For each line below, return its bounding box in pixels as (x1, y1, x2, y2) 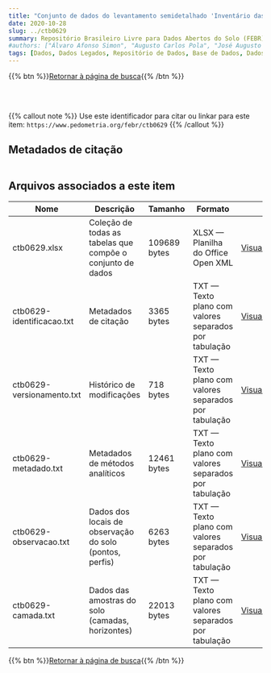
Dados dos (88, 505, 131, 517)
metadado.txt (12, 463, 63, 474)
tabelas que (88, 237, 134, 248)
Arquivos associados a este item (8, 179, 176, 193)
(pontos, (88, 546, 121, 557)
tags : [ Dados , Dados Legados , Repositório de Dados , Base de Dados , (8, 49, 244, 57)
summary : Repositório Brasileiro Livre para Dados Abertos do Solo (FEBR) (8, 34, 265, 43)
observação (88, 526, 135, 537)
